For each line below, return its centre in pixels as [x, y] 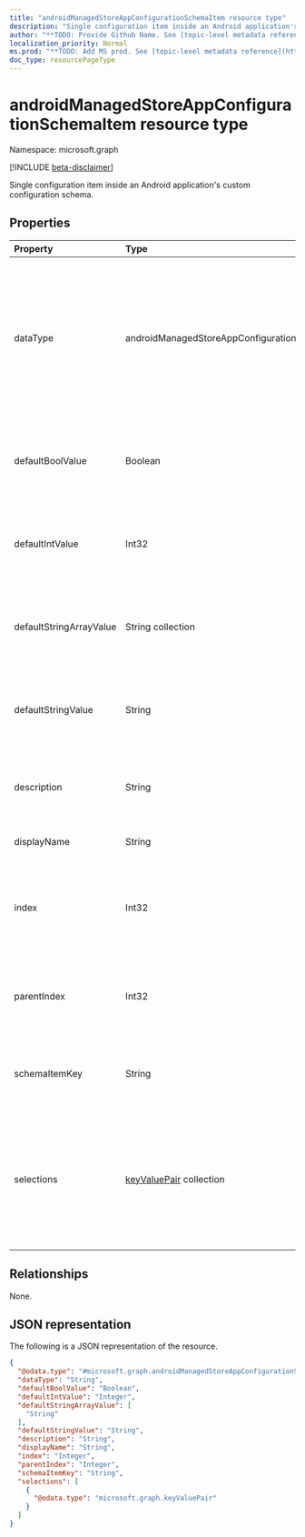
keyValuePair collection [175, 1179]
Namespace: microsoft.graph [64, 149]
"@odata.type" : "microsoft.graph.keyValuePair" [125, 1498]
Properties [40, 223]
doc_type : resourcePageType [63, 60]
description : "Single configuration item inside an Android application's [154, 26]
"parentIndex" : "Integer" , [69, 1464]
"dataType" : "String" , [60, 1380]
